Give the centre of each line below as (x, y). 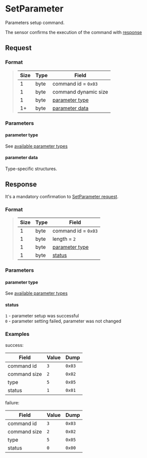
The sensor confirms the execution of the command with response (73, 32)
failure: (12, 402)
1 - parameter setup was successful (42, 316)
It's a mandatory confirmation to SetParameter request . (62, 196)
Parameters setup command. (35, 23)
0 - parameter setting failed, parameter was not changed (63, 321)
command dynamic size (80, 92)
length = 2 (64, 239)
